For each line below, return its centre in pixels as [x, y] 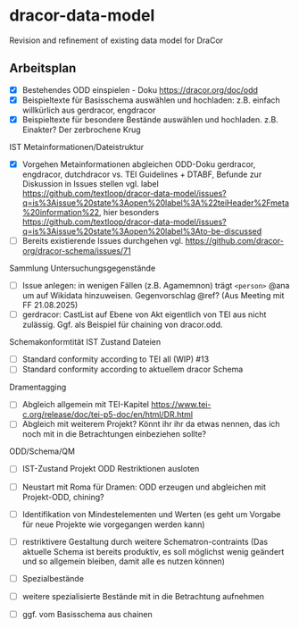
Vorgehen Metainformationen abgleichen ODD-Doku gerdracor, [139, 164]
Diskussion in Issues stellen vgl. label [90, 184]
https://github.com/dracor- [234, 241]
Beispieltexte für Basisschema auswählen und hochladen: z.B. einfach [151, 100]
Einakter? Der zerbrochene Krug [81, 130]
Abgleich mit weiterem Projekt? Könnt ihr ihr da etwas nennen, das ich [151, 424]
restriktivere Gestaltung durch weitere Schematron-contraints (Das [145, 541]
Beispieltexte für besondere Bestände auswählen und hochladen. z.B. [150, 119]
